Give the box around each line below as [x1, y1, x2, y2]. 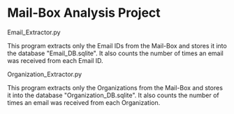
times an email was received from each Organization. [7, 98, 161, 106]
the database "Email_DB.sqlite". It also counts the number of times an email [7, 49, 224, 57]
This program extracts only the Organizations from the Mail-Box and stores [7, 83, 224, 92]
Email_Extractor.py [7, 28, 61, 36]
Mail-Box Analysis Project [7, 5, 161, 21]
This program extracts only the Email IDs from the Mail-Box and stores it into [7, 41, 227, 50]
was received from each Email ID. [7, 56, 103, 64]
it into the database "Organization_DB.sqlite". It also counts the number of [7, 91, 220, 99]
